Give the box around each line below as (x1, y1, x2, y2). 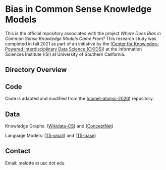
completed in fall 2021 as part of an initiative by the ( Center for (5, 41, 133, 46)
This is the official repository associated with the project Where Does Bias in (5, 30, 161, 36)
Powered (5, 46, 24, 52)
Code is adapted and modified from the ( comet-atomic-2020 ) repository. (5, 95, 154, 102)
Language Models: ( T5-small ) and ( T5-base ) (5, 132, 96, 138)
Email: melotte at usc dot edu (5, 160, 65, 166)
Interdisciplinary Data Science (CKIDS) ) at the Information (24, 46, 142, 52)
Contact (5, 147, 31, 155)
